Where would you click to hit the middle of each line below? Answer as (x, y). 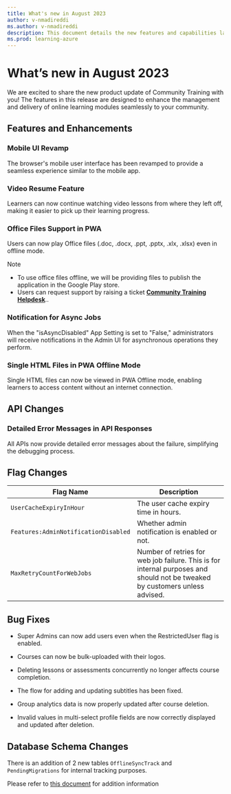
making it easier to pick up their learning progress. (78, 211)
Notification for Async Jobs (54, 318)
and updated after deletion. (56, 725)
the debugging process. (41, 451)
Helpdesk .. (33, 300)
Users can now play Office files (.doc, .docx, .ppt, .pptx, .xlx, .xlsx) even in (112, 244)
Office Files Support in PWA (54, 228)
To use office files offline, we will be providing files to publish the (109, 278)
